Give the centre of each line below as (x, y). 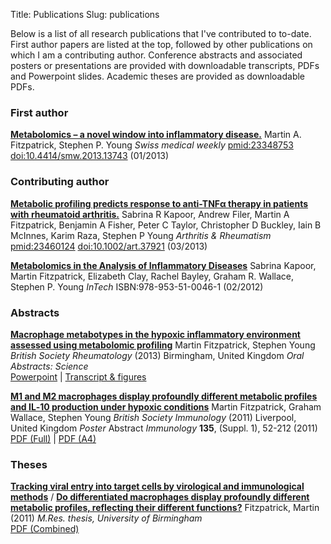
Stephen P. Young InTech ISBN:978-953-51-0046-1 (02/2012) (137, 286)
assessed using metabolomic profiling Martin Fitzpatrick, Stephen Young (163, 345)
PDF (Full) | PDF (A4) (53, 438)
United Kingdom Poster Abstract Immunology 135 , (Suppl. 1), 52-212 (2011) (164, 428)
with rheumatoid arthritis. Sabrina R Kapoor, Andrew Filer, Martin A (150, 214)
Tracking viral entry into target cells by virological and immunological (157, 486)
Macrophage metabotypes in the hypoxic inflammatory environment (155, 334)
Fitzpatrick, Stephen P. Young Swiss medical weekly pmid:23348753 (152, 145)
